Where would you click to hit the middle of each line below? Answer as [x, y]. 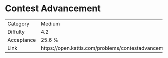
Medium [50, 24]
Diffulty [16, 32]
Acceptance [22, 40]
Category [19, 24]
